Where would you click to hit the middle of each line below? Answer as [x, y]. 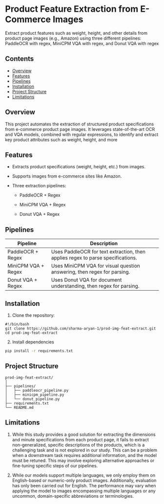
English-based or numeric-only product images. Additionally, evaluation [84, 480]
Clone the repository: [33, 315]
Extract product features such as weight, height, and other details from [76, 33]
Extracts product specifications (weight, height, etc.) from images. [79, 167]
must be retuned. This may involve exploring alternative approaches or [83, 460]
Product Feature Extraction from [72, 9]
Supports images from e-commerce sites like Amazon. [67, 176]
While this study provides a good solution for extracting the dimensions [84, 434]
